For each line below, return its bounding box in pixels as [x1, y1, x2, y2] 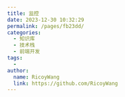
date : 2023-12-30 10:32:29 [7, 16, 84, 23]
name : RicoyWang [13, 73, 60, 81]
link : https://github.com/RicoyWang [13, 80, 118, 87]
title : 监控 [7, 10, 39, 17]
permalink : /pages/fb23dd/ [7, 23, 84, 29]
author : [7, 67, 30, 74]
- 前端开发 [13, 48, 41, 55]
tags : [7, 55, 23, 61]
